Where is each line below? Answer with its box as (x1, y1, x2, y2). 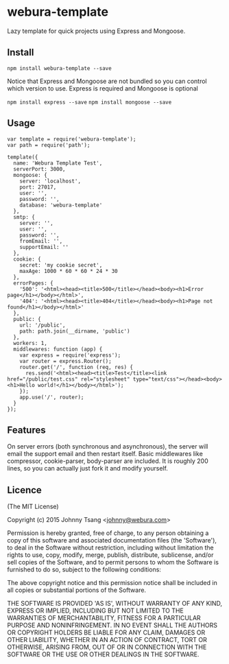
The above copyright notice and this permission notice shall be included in (7, 579, 217, 587)
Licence (7, 484, 43, 496)
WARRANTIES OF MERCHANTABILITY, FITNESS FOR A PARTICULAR (7, 614, 201, 622)
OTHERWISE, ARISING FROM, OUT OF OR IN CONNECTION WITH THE (7, 643, 207, 652)
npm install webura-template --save (7, 64, 112, 72)
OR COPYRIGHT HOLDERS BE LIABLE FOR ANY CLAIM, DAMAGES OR (7, 628, 206, 637)
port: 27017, (19, 183, 57, 191)
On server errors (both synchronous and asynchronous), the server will (7, 442, 208, 451)
